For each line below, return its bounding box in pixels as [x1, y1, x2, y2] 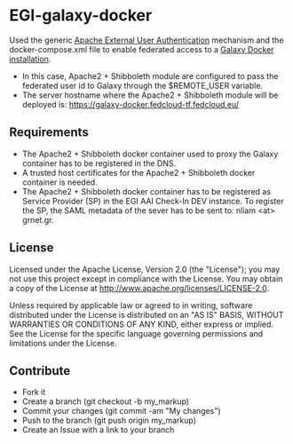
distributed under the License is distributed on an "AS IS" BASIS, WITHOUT [9, 309, 284, 320]
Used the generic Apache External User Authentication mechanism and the [9, 35, 284, 45]
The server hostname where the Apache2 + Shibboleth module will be [21, 90, 279, 100]
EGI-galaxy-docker [9, 5, 153, 26]
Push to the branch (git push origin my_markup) [21, 415, 197, 426]
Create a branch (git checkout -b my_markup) [21, 396, 189, 407]
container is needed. [21, 177, 98, 187]
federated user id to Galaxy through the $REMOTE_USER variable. [21, 80, 264, 91]
